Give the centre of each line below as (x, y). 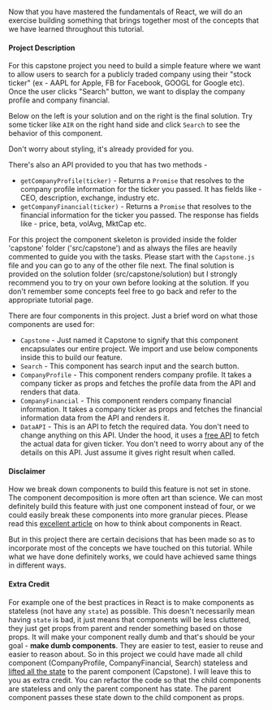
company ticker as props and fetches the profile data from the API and (138, 383)
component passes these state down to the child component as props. (127, 697)
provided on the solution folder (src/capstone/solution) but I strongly (123, 274)
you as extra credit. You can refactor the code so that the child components (135, 680)
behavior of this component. (56, 133)
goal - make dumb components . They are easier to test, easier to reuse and (136, 645)
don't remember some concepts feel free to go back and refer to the (123, 291)
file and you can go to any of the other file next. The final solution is (121, 266)
